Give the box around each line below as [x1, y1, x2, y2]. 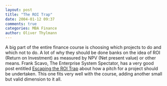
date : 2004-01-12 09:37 [5, 16, 55, 21]
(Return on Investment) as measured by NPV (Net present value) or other [5, 55, 156, 60]
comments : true [5, 21, 37, 26]
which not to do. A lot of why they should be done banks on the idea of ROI [5, 49, 160, 55]
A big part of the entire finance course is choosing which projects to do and [5, 44, 161, 50]
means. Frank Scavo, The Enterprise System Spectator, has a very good [5, 60, 154, 66]
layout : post [5, 7, 33, 12]
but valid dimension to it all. [5, 76, 62, 82]
